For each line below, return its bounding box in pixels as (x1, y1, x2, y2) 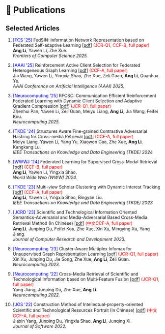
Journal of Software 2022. (12, 323, 67, 329)
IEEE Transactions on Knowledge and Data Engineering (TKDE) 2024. (12, 150, 154, 155)
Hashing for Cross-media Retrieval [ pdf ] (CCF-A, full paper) (12, 134, 134, 139)
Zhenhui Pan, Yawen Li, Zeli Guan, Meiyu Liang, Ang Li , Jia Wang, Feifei (12, 108, 158, 114)
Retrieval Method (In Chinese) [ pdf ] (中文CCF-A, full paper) (12, 220, 133, 226)
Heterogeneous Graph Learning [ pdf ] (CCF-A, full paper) (12, 67, 128, 73)
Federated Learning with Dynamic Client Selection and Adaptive (12, 98, 142, 104)
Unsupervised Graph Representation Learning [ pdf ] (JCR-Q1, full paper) (12, 251, 159, 257)
